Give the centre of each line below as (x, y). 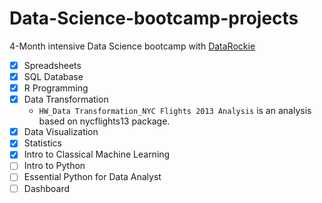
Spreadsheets (52, 65)
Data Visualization (61, 132)
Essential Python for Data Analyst (92, 177)
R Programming (56, 88)
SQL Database (53, 76)
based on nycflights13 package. (104, 121)
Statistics (42, 143)
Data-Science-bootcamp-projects (154, 18)
